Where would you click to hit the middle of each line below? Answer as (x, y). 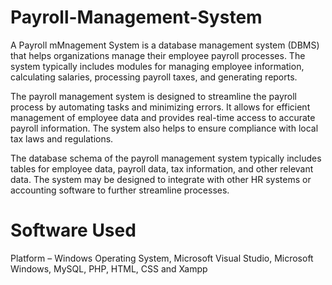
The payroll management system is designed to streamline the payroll (154, 96)
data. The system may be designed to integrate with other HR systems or (161, 179)
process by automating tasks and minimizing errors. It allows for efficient (160, 107)
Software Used (73, 230)
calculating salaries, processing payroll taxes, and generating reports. (154, 77)
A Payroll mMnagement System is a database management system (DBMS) (165, 45)
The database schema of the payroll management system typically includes (166, 158)
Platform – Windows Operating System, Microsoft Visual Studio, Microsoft (162, 258)
